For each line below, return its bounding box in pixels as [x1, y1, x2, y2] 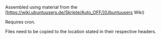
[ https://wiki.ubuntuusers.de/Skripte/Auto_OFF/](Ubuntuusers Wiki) [5, 9, 144, 15]
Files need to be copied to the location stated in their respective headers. [5, 29, 156, 34]
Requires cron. [5, 19, 36, 25]
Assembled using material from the [5, 4, 78, 10]
